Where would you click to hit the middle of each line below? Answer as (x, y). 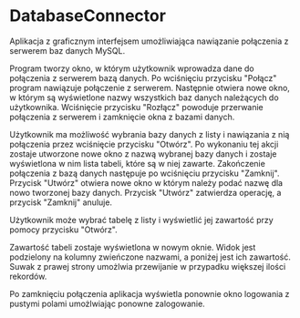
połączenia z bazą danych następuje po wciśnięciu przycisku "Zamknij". (145, 173)
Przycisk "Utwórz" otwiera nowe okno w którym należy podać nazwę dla (146, 182)
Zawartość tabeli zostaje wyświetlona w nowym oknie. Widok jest (133, 247)
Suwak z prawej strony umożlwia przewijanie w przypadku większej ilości (148, 266)
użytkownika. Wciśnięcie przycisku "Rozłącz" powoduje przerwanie (137, 107)
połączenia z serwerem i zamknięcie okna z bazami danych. (122, 117)
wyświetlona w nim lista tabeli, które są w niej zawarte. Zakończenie (138, 163)
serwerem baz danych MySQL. (67, 50)
